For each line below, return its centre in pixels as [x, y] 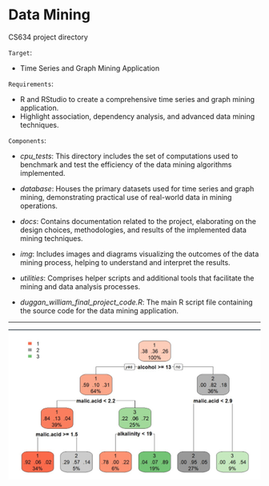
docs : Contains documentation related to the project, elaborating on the [138, 221]
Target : [20, 52]
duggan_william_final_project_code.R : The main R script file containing [137, 302]
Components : [27, 140]
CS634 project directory [48, 37]
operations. [39, 206]
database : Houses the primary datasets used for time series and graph [137, 188]
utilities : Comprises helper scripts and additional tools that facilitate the [137, 278]
